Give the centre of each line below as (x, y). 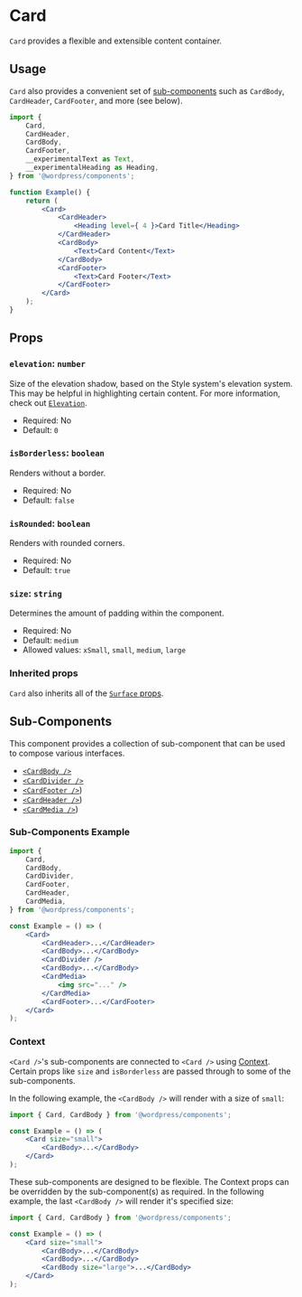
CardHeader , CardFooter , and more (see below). (96, 100)
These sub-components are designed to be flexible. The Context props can (149, 1181)
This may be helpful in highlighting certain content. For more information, (145, 393)
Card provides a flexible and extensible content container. (116, 41)
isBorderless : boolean (57, 453)
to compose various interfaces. (67, 753)
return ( (42, 201)
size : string (36, 594)
